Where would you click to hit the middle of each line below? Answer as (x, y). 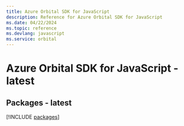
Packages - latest (39, 103)
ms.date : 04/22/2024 (32, 22)
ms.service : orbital (32, 39)
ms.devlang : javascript (35, 34)
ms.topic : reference (32, 28)
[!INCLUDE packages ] (33, 117)
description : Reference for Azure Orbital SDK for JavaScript (84, 17)
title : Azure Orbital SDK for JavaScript (58, 12)
